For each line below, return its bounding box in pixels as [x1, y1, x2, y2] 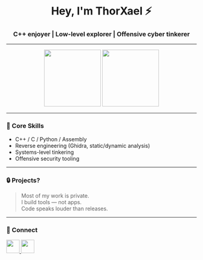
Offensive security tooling [14, 155, 80, 162]
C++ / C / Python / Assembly [14, 135, 87, 142]
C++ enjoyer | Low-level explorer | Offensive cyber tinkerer [13, 30, 190, 39]
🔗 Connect [6, 226, 38, 234]
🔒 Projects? [6, 176, 40, 184]
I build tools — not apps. [21, 199, 82, 206]
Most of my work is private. [21, 192, 89, 199]
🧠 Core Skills [6, 122, 44, 130]
